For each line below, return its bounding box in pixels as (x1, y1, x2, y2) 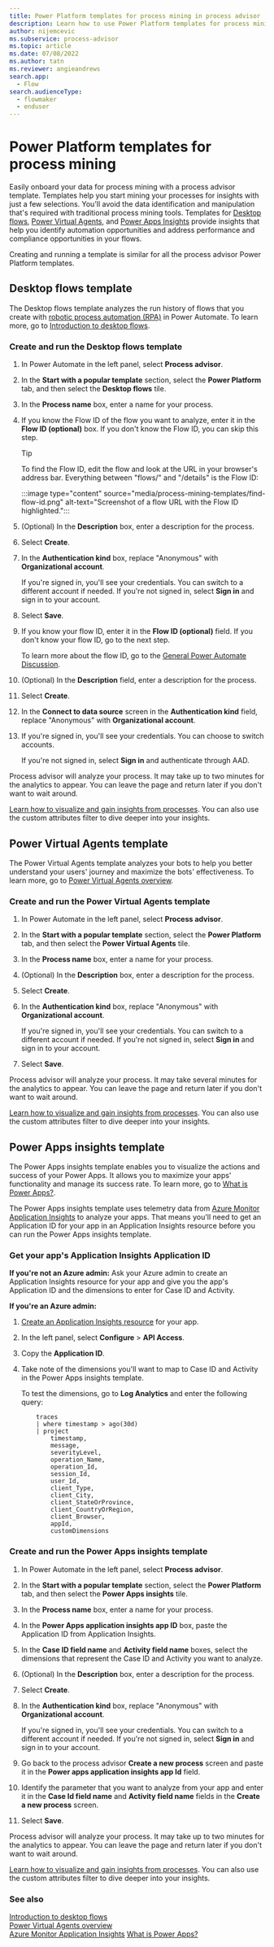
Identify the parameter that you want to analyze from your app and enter (20, 1783, 263, 1792)
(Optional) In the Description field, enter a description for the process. (20, 675, 257, 685)
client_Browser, (50, 1513, 106, 1521)
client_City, (50, 1491, 94, 1500)
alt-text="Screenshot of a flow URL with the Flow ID (65, 497, 239, 507)
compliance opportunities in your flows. (9, 234, 142, 244)
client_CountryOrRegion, (50, 1506, 135, 1514)
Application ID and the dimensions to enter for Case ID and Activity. (9, 1286, 235, 1295)
